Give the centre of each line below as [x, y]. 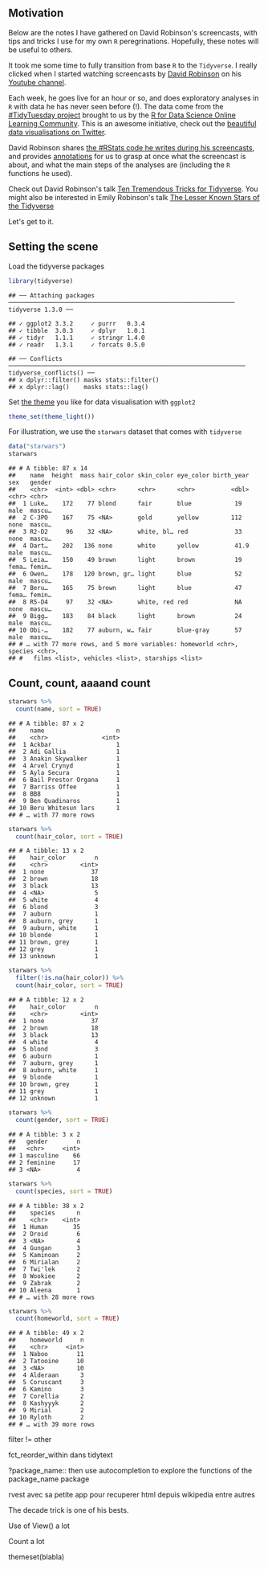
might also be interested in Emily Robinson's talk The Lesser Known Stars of [134, 197]
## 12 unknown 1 [53, 1099]
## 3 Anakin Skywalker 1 [64, 759]
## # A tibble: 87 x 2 [46, 723]
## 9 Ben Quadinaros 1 [64, 801]
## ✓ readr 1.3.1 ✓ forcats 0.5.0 [77, 345]
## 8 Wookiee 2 [45, 1276]
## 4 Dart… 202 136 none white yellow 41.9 [129, 546]
